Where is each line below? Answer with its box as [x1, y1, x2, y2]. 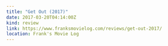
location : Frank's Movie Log [6, 31, 79, 37]
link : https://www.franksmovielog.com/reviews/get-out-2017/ [6, 25, 163, 32]
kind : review [6, 20, 39, 26]
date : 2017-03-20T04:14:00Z [6, 14, 77, 20]
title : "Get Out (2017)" [6, 8, 68, 15]
